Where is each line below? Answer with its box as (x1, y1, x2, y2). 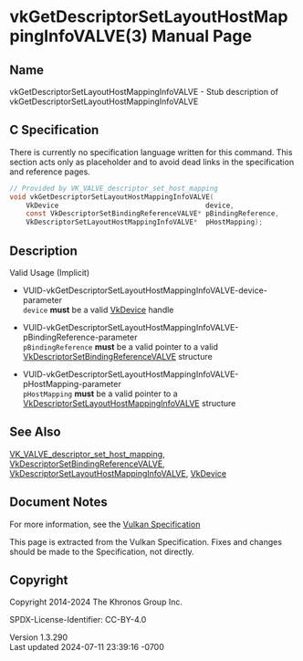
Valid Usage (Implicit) (9, 268, 90, 278)
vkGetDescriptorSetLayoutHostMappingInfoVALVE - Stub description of (9, 87, 278, 97)
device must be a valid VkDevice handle (22, 304, 174, 315)
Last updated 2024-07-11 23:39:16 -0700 (9, 642, 164, 653)
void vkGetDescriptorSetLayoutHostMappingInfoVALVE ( (9, 192, 214, 202)
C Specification (9, 122, 99, 138)
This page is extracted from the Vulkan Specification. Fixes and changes (9, 536, 283, 547)
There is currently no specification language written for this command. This (9, 146, 293, 157)
